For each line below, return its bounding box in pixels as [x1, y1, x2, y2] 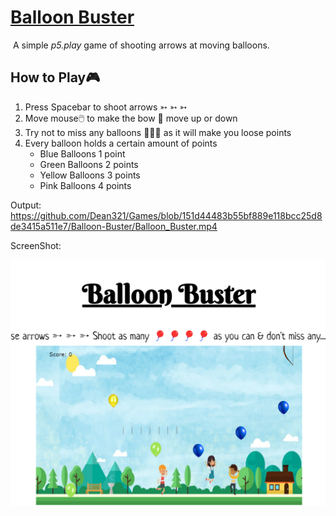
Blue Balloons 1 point [39, 147, 126, 160]
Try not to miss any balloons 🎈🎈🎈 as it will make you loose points [24, 126, 292, 138]
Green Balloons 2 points [39, 158, 139, 170]
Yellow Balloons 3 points [39, 169, 141, 181]
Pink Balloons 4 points [39, 179, 132, 191]
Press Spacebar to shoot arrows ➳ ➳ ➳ [24, 101, 188, 113]
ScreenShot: [10, 239, 62, 251]
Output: [10, 199, 42, 211]
